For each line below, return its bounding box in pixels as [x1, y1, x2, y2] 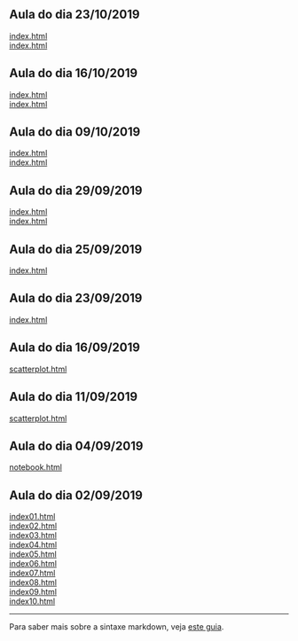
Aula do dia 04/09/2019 [9, 438, 144, 453]
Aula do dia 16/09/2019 [9, 340, 140, 356]
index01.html [9, 512, 56, 522]
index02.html [9, 520, 58, 531]
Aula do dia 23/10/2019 [9, 7, 140, 22]
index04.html [9, 540, 58, 551]
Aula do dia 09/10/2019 [9, 124, 141, 140]
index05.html [9, 549, 58, 559]
